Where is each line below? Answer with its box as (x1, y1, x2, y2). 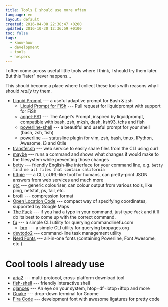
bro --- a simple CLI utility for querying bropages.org (20, 225, 129, 231)
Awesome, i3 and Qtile (20, 140, 67, 146)
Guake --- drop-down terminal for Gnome (12, 291, 99, 297)
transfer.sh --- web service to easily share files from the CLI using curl (12, 146, 158, 152)
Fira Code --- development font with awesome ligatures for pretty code (12, 296, 160, 302)
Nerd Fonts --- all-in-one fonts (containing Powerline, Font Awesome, (12, 235, 156, 241)
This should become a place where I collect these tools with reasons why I (5, 83, 159, 89)
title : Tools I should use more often (5, 7, 86, 13)
